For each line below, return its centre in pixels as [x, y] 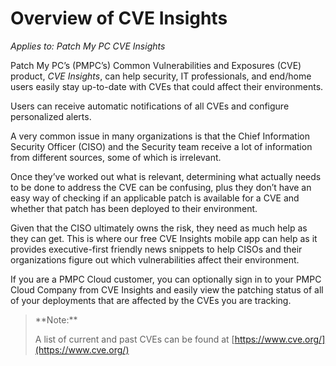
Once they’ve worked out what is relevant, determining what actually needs [166, 176]
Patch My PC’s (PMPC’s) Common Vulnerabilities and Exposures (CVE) [156, 65]
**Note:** [56, 319]
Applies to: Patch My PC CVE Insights [88, 46]
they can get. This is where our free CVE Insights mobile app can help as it [164, 238]
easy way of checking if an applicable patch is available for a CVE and [155, 198]
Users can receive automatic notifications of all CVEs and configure [150, 106]
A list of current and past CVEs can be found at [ [134, 339]
